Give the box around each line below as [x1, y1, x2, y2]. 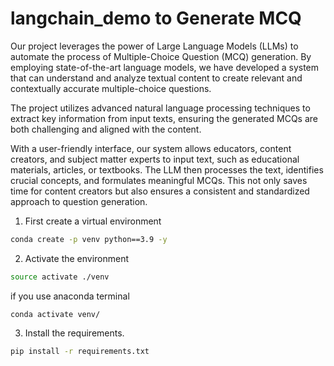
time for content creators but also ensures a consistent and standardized [10, 185, 310, 197]
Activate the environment [24, 252, 130, 264]
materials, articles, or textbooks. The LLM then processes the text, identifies [10, 163, 324, 176]
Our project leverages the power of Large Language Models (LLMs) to [10, 40, 299, 52]
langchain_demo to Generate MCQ [10, 7, 302, 30]
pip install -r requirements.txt [10, 346, 150, 356]
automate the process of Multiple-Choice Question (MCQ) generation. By [10, 50, 312, 62]
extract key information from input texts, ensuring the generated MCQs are [10, 112, 318, 124]
